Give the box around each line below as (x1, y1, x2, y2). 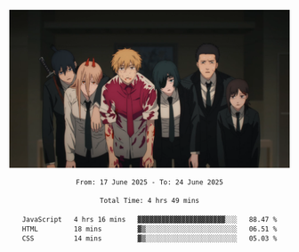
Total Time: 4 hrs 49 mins (99, 197, 200, 206)
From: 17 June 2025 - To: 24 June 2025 (75, 177, 224, 187)
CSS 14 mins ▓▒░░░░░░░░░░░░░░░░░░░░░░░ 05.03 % (21, 233, 278, 243)
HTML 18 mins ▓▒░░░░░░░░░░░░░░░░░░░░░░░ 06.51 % (21, 224, 278, 233)
